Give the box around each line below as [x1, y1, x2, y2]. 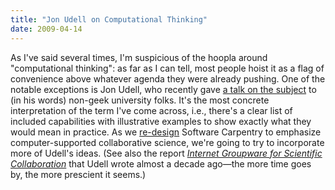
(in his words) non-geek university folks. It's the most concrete [10, 94, 270, 106]
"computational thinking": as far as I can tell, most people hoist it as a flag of [10, 62, 325, 74]
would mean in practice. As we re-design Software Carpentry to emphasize [10, 126, 322, 138]
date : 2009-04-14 [10, 24, 83, 34]
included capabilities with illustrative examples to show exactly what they [10, 115, 312, 127]
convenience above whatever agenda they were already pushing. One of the [10, 72, 326, 85]
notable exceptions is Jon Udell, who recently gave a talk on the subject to [10, 83, 317, 95]
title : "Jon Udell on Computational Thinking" [10, 14, 208, 25]
